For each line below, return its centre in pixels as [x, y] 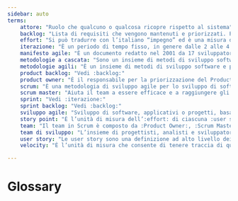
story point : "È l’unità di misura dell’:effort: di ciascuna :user [123, 119]
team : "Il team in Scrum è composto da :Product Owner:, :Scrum [117, 126]
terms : [17, 21]
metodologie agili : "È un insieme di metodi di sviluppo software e [123, 67]
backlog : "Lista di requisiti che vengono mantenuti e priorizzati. [123, 34]
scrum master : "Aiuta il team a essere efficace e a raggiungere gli [125, 93]
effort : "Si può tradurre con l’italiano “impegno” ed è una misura [123, 40]
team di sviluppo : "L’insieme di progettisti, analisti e [107, 132]
